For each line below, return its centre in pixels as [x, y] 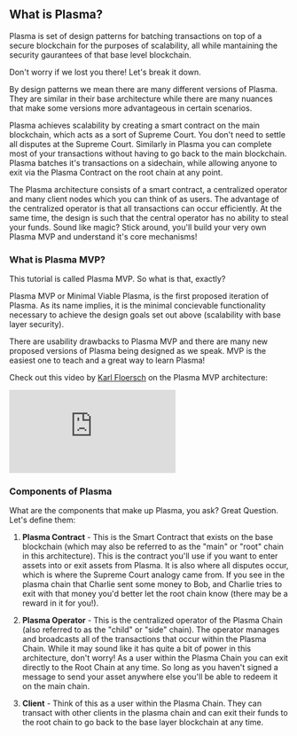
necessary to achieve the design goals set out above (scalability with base [145, 315]
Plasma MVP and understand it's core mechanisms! [103, 236]
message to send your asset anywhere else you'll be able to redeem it [150, 677]
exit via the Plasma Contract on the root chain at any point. [116, 172]
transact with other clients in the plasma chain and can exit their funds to [155, 713]
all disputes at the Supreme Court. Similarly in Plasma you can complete [141, 144]
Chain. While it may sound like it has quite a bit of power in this [136, 649]
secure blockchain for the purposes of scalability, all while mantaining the [143, 45]
